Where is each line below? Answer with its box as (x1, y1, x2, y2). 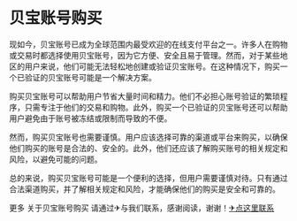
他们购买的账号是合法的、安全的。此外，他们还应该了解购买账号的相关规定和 (9, 142, 288, 153)
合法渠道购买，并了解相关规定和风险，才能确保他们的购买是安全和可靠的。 (9, 183, 280, 194)
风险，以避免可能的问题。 (9, 154, 103, 164)
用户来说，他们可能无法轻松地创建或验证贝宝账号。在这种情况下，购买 (24, 61, 280, 72)
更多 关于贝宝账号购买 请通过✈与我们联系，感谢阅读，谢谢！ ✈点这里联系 (9, 202, 275, 213)
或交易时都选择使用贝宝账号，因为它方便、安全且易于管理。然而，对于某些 (9, 50, 280, 60)
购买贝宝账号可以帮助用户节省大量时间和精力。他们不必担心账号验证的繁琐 (9, 90, 280, 102)
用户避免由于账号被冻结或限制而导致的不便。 (9, 112, 172, 124)
